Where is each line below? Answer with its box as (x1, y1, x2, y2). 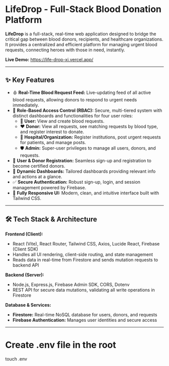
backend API (12, 262, 39, 268)
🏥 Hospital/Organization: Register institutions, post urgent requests (20, 134, 161, 140)
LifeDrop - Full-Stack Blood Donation (5, 4, 162, 15)
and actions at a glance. (12, 173, 62, 179)
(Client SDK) (12, 246, 39, 252)
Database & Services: (5, 302, 51, 308)
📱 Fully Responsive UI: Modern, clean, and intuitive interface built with (12, 190, 159, 196)
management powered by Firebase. (12, 184, 87, 190)
